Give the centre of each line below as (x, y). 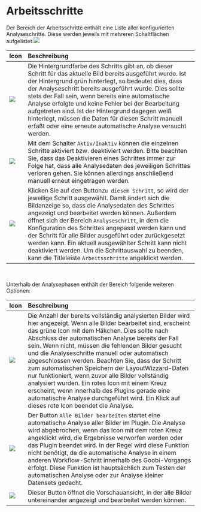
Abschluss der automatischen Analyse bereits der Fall (103, 338)
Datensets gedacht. (55, 483)
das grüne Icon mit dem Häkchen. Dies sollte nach (98, 330)
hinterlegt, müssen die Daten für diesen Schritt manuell (105, 118)
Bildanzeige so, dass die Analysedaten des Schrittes (101, 205)
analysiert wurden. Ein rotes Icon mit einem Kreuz (98, 383)
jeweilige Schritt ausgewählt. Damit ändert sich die (99, 198)
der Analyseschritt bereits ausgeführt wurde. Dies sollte (106, 88)
